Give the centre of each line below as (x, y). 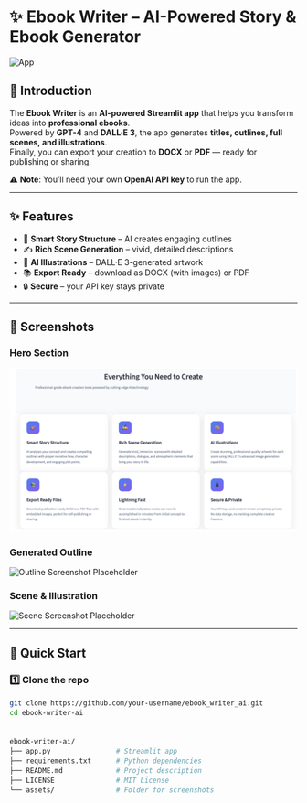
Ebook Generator (75, 37)
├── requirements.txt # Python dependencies (106, 761)
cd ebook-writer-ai (47, 712)
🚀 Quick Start (48, 653)
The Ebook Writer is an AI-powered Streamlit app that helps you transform (152, 112)
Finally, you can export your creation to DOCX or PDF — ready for (133, 152)
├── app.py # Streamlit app (94, 752)
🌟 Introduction (51, 91)
